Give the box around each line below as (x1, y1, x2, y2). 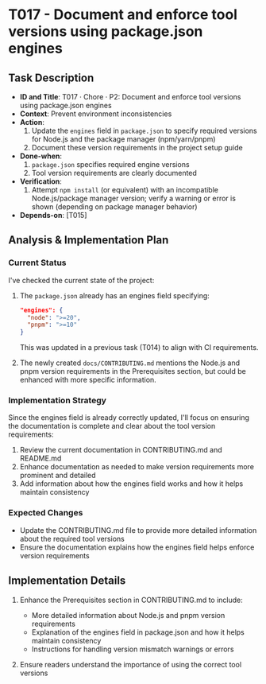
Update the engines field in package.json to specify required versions (31, 126, 257, 135)
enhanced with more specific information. (19, 375, 156, 385)
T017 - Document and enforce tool (8, 6, 238, 24)
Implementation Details (8, 574, 126, 588)
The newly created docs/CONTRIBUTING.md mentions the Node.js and (19, 358, 241, 367)
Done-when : (19, 151, 62, 161)
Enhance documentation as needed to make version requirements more (19, 462, 254, 472)
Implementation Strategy (8, 395, 107, 406)
